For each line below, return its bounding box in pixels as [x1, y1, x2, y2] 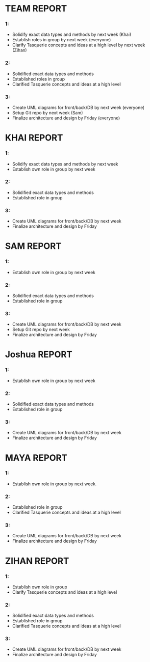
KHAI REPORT [5, 132, 63, 143]
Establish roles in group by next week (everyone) [12, 37, 111, 43]
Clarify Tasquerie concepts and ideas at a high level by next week [12, 42, 146, 48]
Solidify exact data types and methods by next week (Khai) [12, 31, 131, 37]
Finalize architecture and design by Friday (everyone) [12, 115, 120, 121]
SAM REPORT [5, 241, 62, 252]
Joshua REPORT [5, 349, 73, 360]
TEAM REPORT [5, 3, 67, 14]
